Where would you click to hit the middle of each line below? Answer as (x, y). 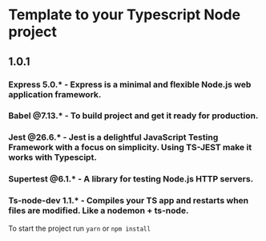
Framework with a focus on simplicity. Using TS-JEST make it (130, 148)
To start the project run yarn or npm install (79, 228)
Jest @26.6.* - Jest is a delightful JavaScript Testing (113, 137)
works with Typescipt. (53, 157)
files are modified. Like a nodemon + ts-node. (99, 210)
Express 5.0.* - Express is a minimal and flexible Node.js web (130, 84)
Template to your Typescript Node (125, 15)
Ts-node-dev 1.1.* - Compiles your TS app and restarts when (129, 201)
